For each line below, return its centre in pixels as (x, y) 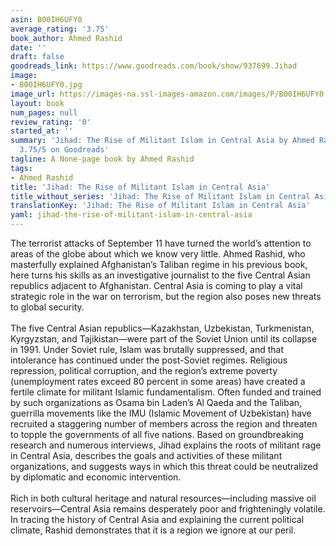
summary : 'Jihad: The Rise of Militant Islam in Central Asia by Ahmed (162, 141)
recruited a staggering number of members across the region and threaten (164, 424)
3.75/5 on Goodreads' (64, 150)
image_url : (33, 94)
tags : (21, 168)
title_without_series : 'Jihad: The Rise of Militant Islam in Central (160, 196)
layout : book (37, 103)
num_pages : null (44, 112)
